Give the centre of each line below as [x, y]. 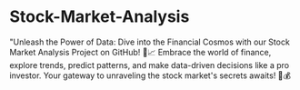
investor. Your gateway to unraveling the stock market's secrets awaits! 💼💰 [150, 75]
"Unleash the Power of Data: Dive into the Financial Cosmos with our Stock [150, 42]
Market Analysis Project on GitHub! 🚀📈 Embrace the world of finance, [140, 52]
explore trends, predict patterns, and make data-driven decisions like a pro [150, 65]
